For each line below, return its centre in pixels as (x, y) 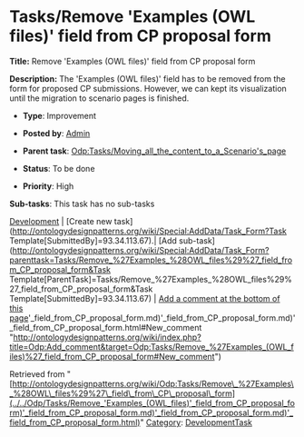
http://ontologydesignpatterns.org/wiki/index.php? (107, 337)
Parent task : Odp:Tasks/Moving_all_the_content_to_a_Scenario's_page (154, 151)
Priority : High (48, 186)
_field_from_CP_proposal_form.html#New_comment (106, 327)
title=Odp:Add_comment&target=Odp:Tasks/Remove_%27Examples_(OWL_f (152, 346)
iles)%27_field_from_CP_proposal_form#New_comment (112, 356)
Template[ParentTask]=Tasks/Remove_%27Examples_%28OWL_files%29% (151, 279)
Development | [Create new (61, 221)
